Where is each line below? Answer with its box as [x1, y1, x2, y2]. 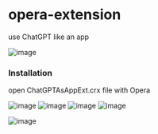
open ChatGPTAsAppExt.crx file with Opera [8, 85, 151, 95]
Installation [8, 67, 53, 78]
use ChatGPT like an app [8, 32, 90, 41]
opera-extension [8, 6, 121, 24]
